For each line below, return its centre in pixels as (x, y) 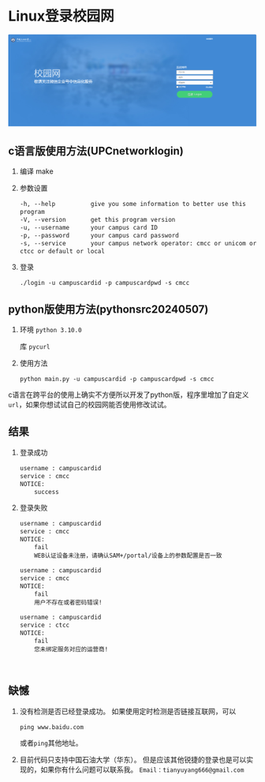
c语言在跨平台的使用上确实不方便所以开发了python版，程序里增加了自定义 (129, 395)
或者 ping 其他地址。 (51, 743)
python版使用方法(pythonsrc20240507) (108, 309)
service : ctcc (45, 625)
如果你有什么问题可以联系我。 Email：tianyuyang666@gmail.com (142, 769)
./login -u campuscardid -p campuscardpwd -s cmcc (105, 283)
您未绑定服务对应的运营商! (71, 649)
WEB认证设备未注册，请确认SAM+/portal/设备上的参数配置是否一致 (128, 556)
